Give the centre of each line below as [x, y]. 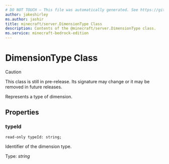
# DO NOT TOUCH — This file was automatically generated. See [72, 10]
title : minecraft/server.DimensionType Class [54, 24]
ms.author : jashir [24, 19]
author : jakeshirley [27, 15]
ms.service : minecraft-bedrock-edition [47, 33]
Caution [13, 72]
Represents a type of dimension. [39, 96]
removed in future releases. [34, 87]
